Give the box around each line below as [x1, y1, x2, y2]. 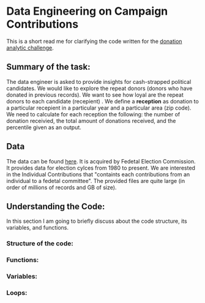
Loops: [6, 289, 28, 297]
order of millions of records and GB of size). [6, 184, 117, 191]
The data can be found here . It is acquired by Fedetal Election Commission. [6, 157, 196, 165]
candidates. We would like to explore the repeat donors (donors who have [6, 84, 193, 92]
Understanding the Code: [6, 201, 105, 212]
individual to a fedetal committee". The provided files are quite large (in [6, 177, 185, 184]
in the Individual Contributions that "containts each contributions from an [6, 170, 190, 178]
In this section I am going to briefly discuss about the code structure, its [6, 217, 188, 225]
